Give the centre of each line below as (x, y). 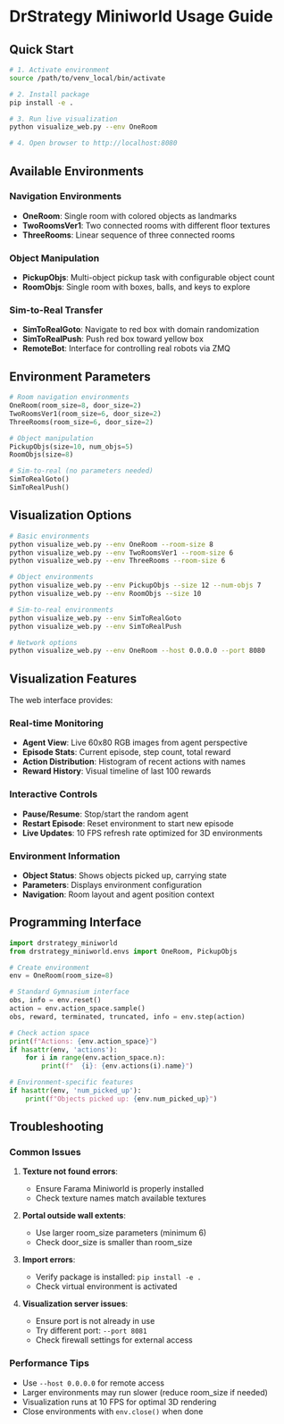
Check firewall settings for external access (114, 1340)
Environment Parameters (80, 377)
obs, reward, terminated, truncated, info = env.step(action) (127, 1017)
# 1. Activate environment (59, 70)
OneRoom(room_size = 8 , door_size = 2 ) (75, 406)
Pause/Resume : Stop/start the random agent (105, 814)
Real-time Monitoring (57, 724)
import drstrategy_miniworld (63, 943)
